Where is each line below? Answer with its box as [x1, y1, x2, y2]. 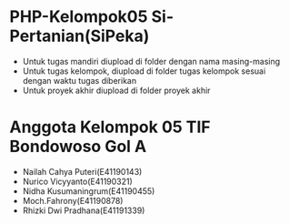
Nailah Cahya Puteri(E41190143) [22, 166, 143, 177]
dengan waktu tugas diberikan [22, 75, 137, 86]
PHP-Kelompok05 [9, 6, 148, 27]
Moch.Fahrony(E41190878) [22, 195, 124, 206]
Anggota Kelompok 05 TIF [9, 117, 211, 137]
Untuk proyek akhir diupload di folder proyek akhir [22, 85, 211, 96]
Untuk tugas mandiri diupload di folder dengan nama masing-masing [22, 56, 281, 66]
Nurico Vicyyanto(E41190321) [22, 176, 134, 187]
